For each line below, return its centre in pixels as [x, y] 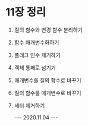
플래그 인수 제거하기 [37, 55]
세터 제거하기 [29, 105]
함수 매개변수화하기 [37, 42]
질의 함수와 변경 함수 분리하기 [48, 30]
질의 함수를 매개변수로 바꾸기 [48, 93]
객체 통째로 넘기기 [35, 67]
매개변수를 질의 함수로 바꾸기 [48, 80]
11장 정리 [26, 12]
